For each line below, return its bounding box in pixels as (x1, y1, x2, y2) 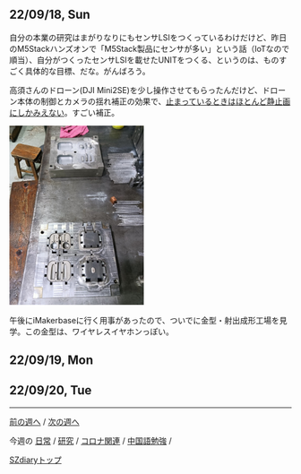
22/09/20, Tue (9, 383, 92, 398)
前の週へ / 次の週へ (9, 416, 80, 427)
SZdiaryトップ (9, 454, 62, 465)
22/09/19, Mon (9, 353, 94, 368)
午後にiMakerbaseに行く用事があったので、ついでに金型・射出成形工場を (9, 315, 280, 325)
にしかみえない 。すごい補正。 (9, 107, 119, 117)
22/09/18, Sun (9, 7, 91, 22)
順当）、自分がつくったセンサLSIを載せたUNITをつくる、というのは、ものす (9, 54, 288, 65)
